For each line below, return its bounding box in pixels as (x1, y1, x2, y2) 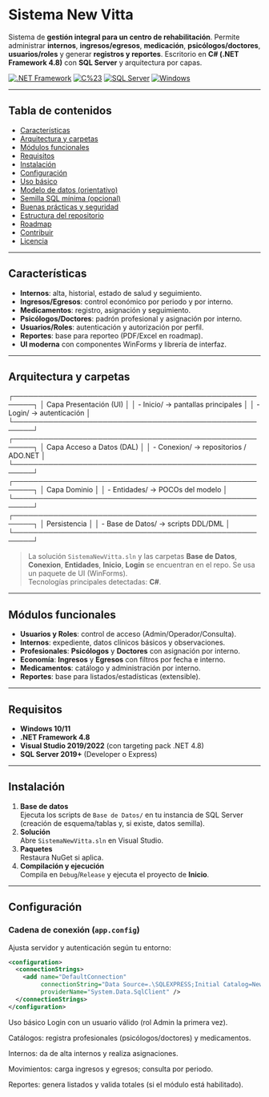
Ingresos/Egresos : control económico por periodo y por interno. (19, 297, 234, 306)
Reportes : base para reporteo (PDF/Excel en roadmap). (19, 330, 203, 340)
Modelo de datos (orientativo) (19, 184, 118, 194)
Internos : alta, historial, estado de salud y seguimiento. (19, 288, 203, 298)
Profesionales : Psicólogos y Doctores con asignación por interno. (19, 646, 240, 656)
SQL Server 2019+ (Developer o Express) (19, 750, 158, 759)
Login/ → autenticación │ (8, 408, 91, 418)
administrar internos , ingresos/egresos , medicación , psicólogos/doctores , (8, 40, 261, 50)
